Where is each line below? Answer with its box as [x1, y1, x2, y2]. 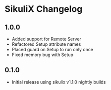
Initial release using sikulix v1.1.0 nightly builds [11, 79, 106, 85]
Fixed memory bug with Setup [11, 52, 74, 58]
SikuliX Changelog [4, 3, 83, 15]
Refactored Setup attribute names [11, 41, 81, 47]
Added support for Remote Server [11, 36, 81, 42]
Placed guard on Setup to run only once [11, 47, 94, 52]
